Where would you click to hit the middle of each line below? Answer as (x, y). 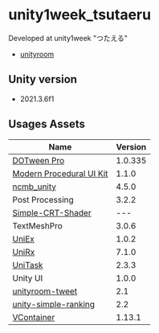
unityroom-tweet (45, 291)
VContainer (34, 317)
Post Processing (43, 199)
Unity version (43, 79)
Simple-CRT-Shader (52, 212)
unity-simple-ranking (53, 304)
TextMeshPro (37, 225)
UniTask (28, 265)
